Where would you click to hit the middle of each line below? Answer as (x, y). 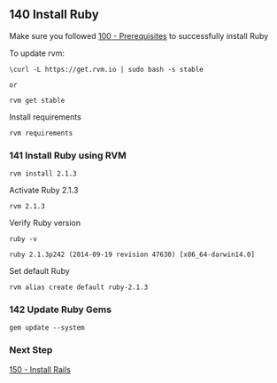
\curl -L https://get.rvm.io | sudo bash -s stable (106, 69)
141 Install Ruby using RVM (68, 155)
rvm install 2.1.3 (43, 174)
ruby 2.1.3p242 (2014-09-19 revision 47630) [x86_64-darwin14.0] (132, 255)
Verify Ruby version (45, 223)
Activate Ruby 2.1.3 (44, 191)
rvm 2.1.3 (27, 207)
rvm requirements (41, 133)
